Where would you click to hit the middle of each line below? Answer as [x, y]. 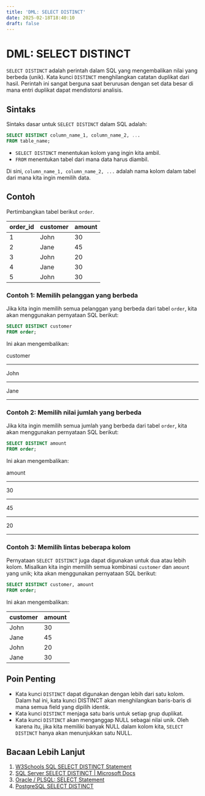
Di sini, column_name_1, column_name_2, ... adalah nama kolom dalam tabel [101, 171]
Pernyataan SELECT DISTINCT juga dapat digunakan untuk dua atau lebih [96, 560]
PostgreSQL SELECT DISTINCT [54, 786]
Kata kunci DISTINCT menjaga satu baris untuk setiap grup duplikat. [99, 713]
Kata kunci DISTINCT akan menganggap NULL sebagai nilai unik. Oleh [102, 719]
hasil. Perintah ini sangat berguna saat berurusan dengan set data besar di [100, 84]
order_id [22, 227]
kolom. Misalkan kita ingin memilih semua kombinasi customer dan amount [98, 567]
